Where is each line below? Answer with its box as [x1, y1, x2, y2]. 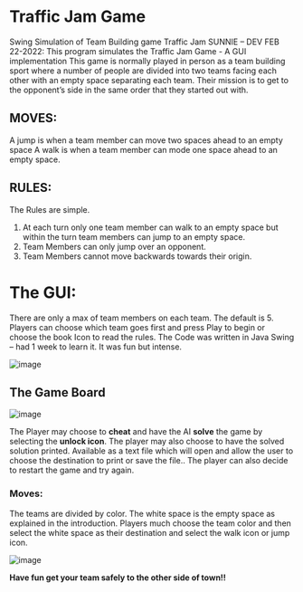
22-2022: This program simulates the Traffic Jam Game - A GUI [9, 45, 247, 56]
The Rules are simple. [9, 204, 90, 215]
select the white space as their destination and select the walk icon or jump [9, 527, 290, 538]
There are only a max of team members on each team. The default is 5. [9, 312, 274, 323]
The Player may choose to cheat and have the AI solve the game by [9, 426, 263, 437]
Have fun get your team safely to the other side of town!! [9, 572, 226, 583]
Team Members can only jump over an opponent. [22, 241, 206, 252]
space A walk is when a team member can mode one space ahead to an [9, 144, 279, 155]
